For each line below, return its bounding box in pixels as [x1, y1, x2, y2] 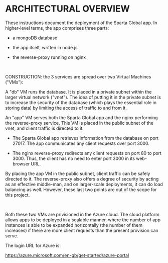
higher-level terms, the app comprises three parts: [5, 25, 109, 31]
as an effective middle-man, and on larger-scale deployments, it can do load [5, 181, 163, 187]
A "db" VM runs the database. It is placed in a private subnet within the [5, 89, 152, 95]
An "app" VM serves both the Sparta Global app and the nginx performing [5, 114, 158, 121]
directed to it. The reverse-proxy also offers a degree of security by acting [5, 176, 159, 182]
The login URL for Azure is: [5, 242, 61, 248]
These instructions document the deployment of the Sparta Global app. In [5, 20, 157, 26]
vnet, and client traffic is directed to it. [5, 125, 84, 131]
